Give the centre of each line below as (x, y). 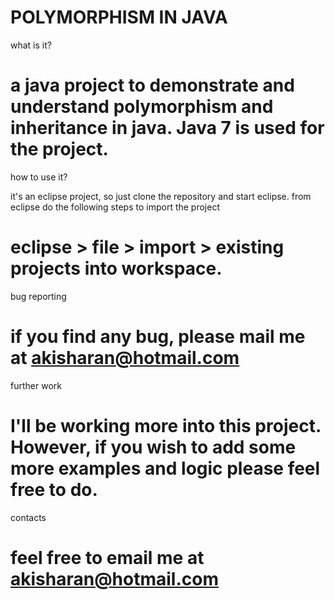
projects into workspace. (116, 268)
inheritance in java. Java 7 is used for (167, 128)
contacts (28, 517)
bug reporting (38, 296)
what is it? (31, 45)
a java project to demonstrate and (152, 85)
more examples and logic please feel (165, 468)
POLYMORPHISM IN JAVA (119, 17)
